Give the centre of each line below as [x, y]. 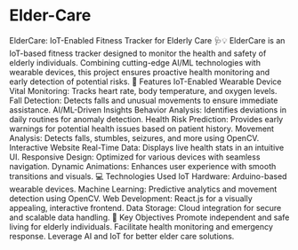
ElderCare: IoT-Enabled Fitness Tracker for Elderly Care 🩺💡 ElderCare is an [147, 40]
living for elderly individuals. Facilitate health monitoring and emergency [141, 226]
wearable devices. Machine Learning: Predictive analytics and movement [143, 189]
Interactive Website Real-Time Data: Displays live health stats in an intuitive [147, 147]
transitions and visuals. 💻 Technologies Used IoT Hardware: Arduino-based [148, 176]
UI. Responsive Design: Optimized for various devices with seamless [135, 157]
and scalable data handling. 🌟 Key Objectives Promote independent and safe [149, 217]
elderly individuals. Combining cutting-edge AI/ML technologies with [135, 62]
